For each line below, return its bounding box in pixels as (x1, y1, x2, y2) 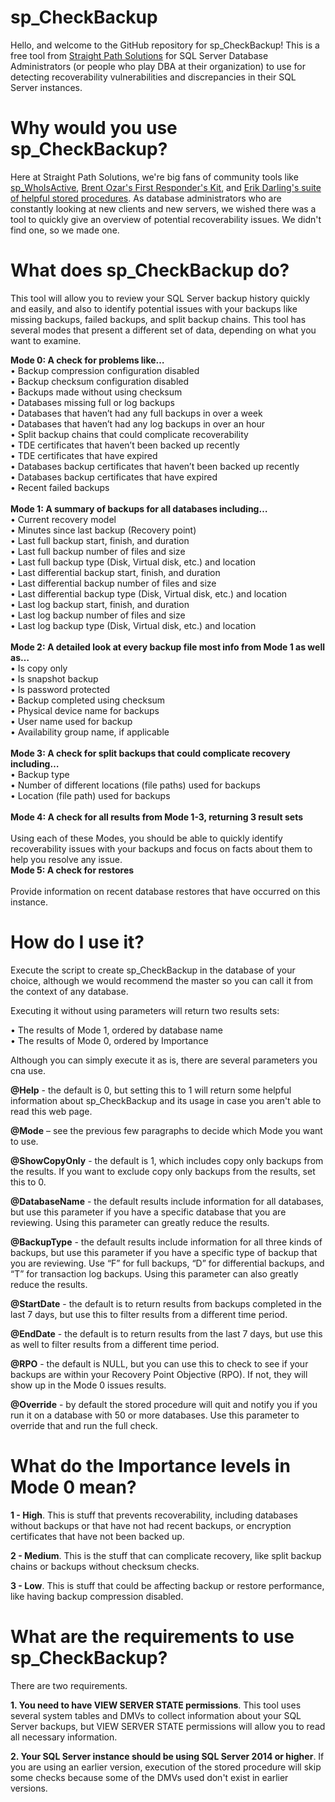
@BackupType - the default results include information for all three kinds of (10, 1236, 323, 1248)
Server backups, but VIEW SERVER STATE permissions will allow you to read (10, 1720, 326, 1732)
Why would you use (10, 117, 178, 140)
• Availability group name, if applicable (10, 726, 170, 738)
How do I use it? (10, 931, 145, 953)
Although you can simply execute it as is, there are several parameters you (10, 1054, 318, 1066)
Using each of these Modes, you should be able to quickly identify (10, 832, 283, 844)
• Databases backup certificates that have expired (10, 471, 218, 483)
